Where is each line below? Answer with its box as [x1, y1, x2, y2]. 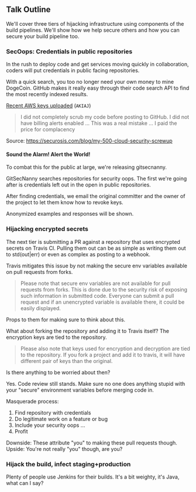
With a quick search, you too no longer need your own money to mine [6, 79, 174, 86]
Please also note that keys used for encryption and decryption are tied [20, 345, 190, 352]
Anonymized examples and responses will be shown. [6, 211, 134, 218]
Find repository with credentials [14, 409, 91, 416]
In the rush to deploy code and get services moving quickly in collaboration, [6, 61, 189, 68]
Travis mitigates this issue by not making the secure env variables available [6, 262, 187, 269]
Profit [14, 427, 28, 435]
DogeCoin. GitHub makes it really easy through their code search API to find [6, 84, 190, 91]
